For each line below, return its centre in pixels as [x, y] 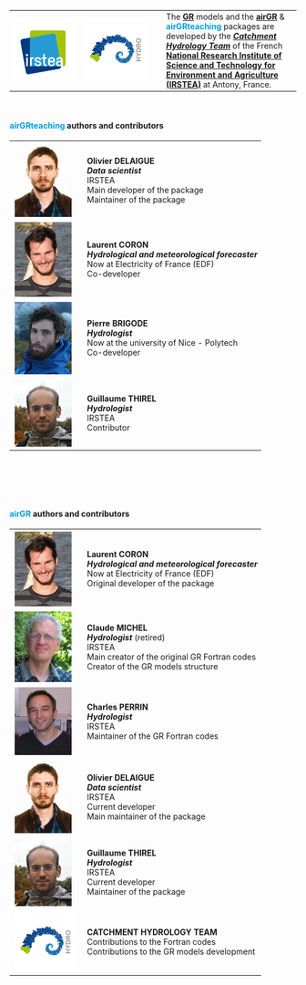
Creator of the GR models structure [153, 666]
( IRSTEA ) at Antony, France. [219, 84]
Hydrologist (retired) [126, 637]
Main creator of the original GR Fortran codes [172, 657]
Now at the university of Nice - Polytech [163, 343]
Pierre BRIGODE [117, 324]
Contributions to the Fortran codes [152, 941]
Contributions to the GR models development [171, 951]
